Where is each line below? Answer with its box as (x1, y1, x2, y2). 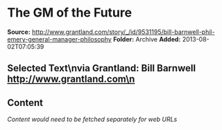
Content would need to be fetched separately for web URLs (7, 115, 178, 124)
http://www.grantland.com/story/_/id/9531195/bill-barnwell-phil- (32, 28, 215, 36)
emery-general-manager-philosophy (7, 35, 112, 43)
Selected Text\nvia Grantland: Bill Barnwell (7, 62, 196, 74)
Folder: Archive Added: (113, 35, 181, 43)
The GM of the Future (7, 5, 133, 21)
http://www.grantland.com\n (7, 73, 135, 85)
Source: (7, 28, 31, 36)
